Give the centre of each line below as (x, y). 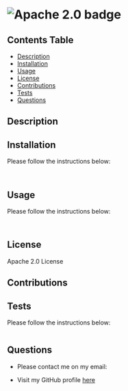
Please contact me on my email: (62, 366)
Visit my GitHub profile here (56, 379)
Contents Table (40, 40)
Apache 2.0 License (35, 261)
